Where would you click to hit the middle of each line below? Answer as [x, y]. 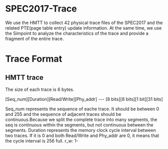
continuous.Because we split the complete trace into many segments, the [81, 119]
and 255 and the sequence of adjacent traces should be [63, 114]
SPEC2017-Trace [41, 9]
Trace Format [34, 59]
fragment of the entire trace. [35, 39]
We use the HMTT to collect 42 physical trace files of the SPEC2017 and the [84, 23]
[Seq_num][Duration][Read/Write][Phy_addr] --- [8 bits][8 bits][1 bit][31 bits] [84, 99]
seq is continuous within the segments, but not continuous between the [79, 125]
